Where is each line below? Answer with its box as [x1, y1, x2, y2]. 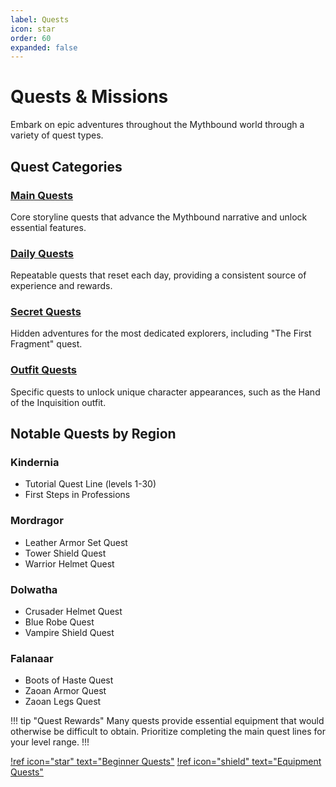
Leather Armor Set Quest [24, 536, 128, 548]
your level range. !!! [10, 736, 90, 748]
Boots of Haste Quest [24, 674, 114, 686]
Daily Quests [10, 246, 74, 260]
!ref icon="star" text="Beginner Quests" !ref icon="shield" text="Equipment [10, 756, 322, 768]
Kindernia [10, 456, 60, 470]
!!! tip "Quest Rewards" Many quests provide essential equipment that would [10, 715, 325, 727]
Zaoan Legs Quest [24, 696, 102, 708]
